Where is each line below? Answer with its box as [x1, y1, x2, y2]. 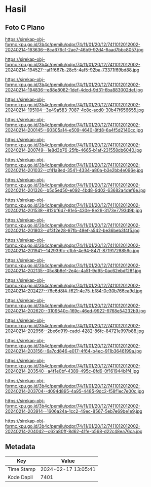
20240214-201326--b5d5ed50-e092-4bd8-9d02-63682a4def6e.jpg [5, 187, 146, 193]
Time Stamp [7, 466, 36, 473]
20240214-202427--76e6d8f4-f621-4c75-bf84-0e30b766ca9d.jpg [5, 288, 143, 294]
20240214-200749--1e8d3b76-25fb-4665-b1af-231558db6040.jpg [5, 147, 142, 153]
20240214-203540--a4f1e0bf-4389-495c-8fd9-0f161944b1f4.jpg [5, 368, 139, 374]
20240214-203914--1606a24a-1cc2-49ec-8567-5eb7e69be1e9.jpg [5, 408, 143, 414]
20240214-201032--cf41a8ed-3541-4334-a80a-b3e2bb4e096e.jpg [5, 167, 144, 173]
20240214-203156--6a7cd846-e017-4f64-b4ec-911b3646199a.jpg [5, 348, 142, 354]
